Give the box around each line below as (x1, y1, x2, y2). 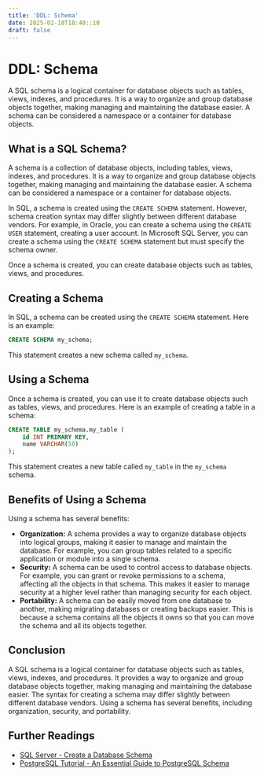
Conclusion (8, 644, 66, 657)
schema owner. (8, 245, 58, 255)
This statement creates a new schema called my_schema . (8, 350, 189, 359)
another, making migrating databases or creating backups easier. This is (19, 604, 254, 613)
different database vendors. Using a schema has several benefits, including (8, 697, 253, 708)
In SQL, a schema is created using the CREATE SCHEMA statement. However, (8, 204, 247, 213)
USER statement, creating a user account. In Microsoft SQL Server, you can (8, 229, 248, 238)
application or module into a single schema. (19, 553, 161, 563)
